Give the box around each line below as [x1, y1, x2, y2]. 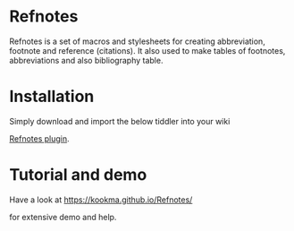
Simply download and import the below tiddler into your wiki [9, 115, 231, 126]
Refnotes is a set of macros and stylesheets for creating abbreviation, [9, 36, 265, 47]
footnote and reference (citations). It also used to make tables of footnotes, [9, 45, 286, 56]
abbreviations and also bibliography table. [9, 55, 164, 65]
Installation [9, 87, 95, 107]
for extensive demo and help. [9, 211, 117, 222]
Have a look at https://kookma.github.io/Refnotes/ [9, 194, 193, 205]
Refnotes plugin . [9, 133, 70, 144]
